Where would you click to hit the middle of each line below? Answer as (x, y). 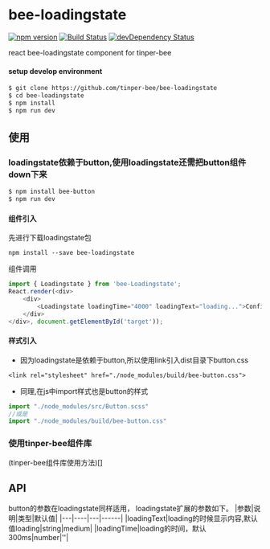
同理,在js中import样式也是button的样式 (84, 391)
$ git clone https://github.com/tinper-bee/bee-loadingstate (113, 88)
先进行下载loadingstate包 (50, 238)
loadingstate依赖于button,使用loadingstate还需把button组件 (127, 162)
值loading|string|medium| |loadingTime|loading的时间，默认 (107, 529)
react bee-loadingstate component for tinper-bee (90, 52)
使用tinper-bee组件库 (50, 444)
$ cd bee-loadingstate (46, 96)
